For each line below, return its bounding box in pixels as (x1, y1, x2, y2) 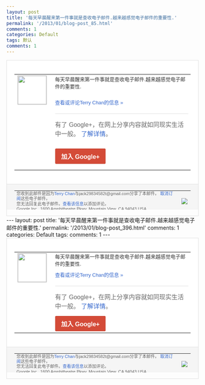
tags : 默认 (6, 37, 32, 43)
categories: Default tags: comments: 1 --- (6, 231, 110, 238)
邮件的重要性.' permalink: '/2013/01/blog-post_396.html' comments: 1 (6, 224, 179, 231)
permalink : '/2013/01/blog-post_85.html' (6, 20, 113, 26)
